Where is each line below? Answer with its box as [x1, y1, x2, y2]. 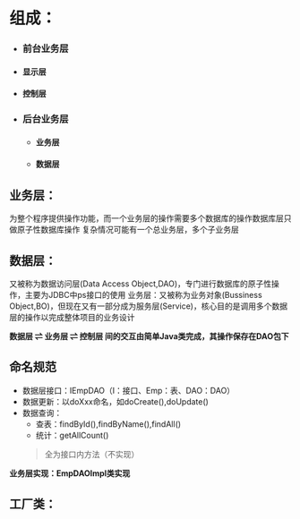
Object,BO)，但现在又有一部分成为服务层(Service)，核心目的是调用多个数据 [9, 301, 288, 311]
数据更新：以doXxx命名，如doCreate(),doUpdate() [21, 396, 209, 407]
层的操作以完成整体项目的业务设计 [9, 312, 135, 323]
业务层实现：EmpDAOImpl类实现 [9, 467, 131, 479]
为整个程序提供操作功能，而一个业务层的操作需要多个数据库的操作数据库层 [9, 213, 284, 224]
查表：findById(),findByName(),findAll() [35, 418, 182, 430]
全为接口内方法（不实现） [44, 448, 140, 459]
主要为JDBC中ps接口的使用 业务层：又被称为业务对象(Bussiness [24, 290, 262, 301]
